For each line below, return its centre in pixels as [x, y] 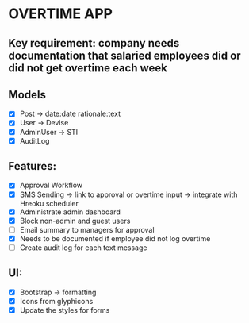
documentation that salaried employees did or [125, 55]
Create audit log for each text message [83, 248]
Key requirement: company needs [94, 43]
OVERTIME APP [61, 14]
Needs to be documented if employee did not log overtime [115, 238]
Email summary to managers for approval [87, 229]
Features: [33, 166]
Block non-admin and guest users [75, 221]
